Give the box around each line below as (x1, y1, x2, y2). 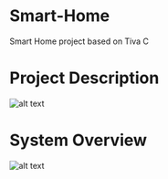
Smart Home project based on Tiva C (9, 36, 149, 47)
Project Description (9, 68, 160, 89)
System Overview (9, 130, 148, 151)
